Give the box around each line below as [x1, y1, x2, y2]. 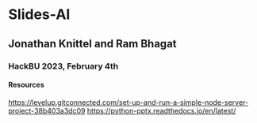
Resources [8, 80, 45, 90]
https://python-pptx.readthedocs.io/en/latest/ [86, 106, 236, 115]
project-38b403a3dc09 [8, 106, 86, 115]
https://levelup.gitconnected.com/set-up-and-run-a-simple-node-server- [8, 97, 248, 107]
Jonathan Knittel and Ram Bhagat [8, 37, 177, 50]
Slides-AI [8, 6, 71, 24]
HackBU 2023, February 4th [8, 61, 119, 72]
